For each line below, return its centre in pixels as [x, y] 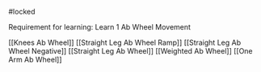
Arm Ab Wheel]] [35, 60]
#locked [22, 12]
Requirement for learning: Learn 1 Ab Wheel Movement [100, 27]
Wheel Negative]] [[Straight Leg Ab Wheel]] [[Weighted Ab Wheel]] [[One [130, 51]
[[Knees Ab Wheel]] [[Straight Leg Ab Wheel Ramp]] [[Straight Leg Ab [124, 42]
